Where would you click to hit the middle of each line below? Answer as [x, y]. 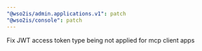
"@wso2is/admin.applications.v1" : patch [67, 14]
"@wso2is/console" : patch [44, 20]
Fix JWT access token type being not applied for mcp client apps [101, 40]
